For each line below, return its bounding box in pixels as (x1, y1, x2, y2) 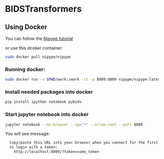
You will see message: (5, 131, 50, 137)
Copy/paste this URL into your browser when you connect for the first (9, 140, 159, 145)
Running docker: (5, 66, 45, 72)
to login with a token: (9, 145, 58, 150)
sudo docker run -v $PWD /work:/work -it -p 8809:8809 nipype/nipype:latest (5, 77, 163, 82)
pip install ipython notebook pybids (5, 100, 82, 105)
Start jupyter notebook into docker (5, 111, 89, 118)
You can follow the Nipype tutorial (5, 35, 73, 41)
